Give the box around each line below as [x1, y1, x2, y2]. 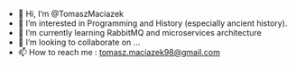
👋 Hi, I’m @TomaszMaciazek [17, 9, 125, 19]
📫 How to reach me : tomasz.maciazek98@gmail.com [17, 47, 221, 57]
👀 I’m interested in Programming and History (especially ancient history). [17, 18, 288, 29]
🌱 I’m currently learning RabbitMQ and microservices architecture [17, 28, 262, 37]
